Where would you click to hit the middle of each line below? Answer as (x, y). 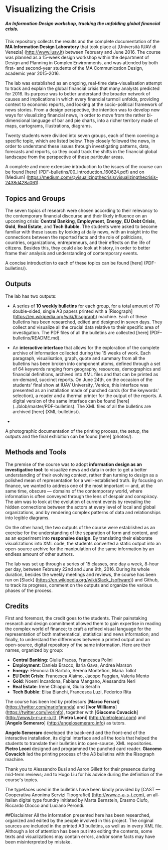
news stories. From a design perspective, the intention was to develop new (82, 110)
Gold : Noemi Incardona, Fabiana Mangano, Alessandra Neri (74, 681)
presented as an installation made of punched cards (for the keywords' (86, 390)
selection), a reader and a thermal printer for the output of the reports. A (87, 396)
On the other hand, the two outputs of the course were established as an (80, 527)
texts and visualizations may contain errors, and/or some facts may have (80, 836)
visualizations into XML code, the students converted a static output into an (83, 543)
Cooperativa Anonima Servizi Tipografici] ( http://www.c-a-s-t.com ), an (78, 795)
